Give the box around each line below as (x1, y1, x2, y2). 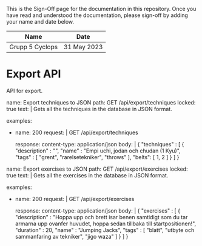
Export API (6, 67, 61, 81)
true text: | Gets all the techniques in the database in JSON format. (6, 105, 173, 112)
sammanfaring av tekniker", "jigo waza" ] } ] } (15, 233, 129, 240)
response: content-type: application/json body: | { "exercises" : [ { (15, 207, 181, 214)
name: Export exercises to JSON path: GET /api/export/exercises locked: (6, 165, 188, 173)
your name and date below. (6, 18, 75, 25)
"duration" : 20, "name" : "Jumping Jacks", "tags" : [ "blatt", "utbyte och (15, 226, 195, 233)
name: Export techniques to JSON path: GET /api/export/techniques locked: (6, 98, 196, 106)
